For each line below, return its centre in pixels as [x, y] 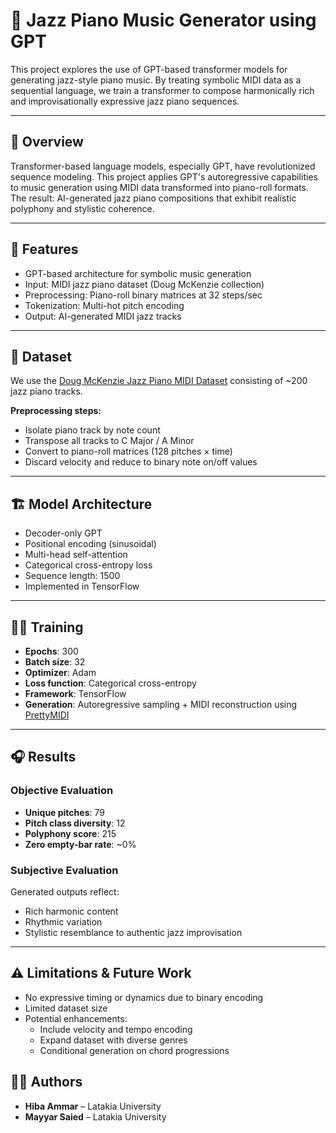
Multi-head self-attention [76, 555]
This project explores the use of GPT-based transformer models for [149, 69]
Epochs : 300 [51, 651]
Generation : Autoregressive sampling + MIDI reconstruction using [161, 704]
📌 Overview [47, 142]
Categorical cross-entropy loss [88, 565]
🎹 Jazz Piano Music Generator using [163, 20]
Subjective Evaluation [64, 870]
